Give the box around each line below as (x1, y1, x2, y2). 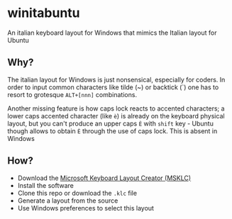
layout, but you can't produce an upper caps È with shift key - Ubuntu (7, 119, 214, 128)
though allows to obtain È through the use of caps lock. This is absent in (7, 126, 218, 135)
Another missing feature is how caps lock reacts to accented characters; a (7, 104, 225, 113)
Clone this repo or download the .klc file (17, 189, 137, 197)
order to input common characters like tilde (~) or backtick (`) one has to (7, 83, 219, 91)
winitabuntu (7, 5, 80, 21)
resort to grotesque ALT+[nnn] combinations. (7, 90, 137, 99)
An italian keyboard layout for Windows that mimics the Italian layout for (7, 28, 217, 37)
